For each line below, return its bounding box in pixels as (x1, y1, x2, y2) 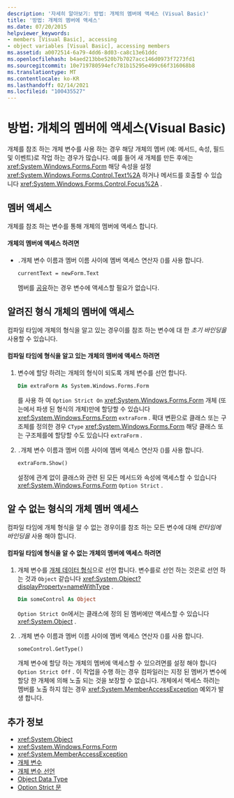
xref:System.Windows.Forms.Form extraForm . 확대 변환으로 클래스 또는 (17, 413, 219, 422)
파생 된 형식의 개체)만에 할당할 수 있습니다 (36, 404, 150, 413)
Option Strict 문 (17, 783, 61, 792)
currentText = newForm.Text (17, 270, 99, 277)
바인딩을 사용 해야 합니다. (7, 531, 77, 540)
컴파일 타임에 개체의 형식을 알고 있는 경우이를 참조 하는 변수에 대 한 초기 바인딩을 (7, 325, 227, 334)
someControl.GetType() (17, 645, 84, 653)
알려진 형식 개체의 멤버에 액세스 (7, 306, 135, 318)
